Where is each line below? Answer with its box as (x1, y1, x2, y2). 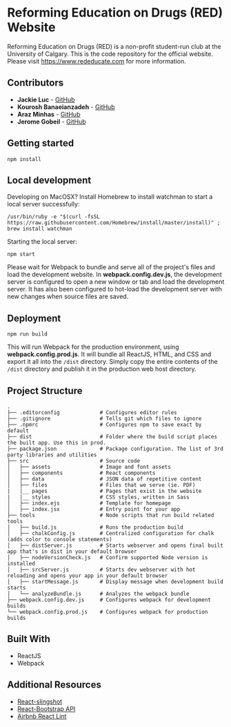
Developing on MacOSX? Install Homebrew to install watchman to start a (7, 193, 213, 201)
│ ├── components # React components (7, 469, 156, 476)
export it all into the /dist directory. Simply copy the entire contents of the (7, 358, 219, 366)
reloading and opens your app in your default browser (7, 572, 168, 579)
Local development (7, 174, 92, 186)
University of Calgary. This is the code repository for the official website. (7, 50, 214, 58)
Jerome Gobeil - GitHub (17, 117, 86, 126)
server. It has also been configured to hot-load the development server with (7, 285, 222, 293)
